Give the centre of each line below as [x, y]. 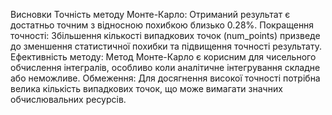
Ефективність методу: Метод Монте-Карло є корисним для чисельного [163, 57]
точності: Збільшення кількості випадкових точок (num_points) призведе [165, 35]
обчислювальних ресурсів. [68, 99]
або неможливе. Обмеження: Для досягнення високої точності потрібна [165, 78]
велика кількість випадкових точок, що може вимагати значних [146, 88]
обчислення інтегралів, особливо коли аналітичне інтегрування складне [165, 67]
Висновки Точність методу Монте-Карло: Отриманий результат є [150, 14]
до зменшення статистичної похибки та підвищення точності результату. [166, 46]
